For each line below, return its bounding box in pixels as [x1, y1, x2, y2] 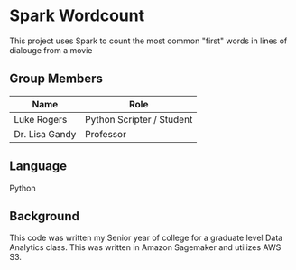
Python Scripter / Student [85, 113, 193, 126]
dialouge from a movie [9, 44, 93, 55]
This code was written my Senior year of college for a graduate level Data [9, 232, 283, 244]
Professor [85, 127, 126, 140]
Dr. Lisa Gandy [14, 127, 77, 140]
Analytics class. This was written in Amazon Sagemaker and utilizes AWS [9, 242, 282, 253]
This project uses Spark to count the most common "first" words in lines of [9, 35, 288, 46]
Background [9, 209, 79, 224]
